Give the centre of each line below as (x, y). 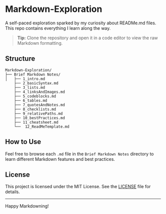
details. (13, 192)
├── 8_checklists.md (35, 109)
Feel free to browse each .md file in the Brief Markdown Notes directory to (80, 154)
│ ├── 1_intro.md (25, 79)
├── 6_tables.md (31, 100)
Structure (20, 59)
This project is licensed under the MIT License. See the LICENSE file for (78, 187)
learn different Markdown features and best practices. (60, 159)
